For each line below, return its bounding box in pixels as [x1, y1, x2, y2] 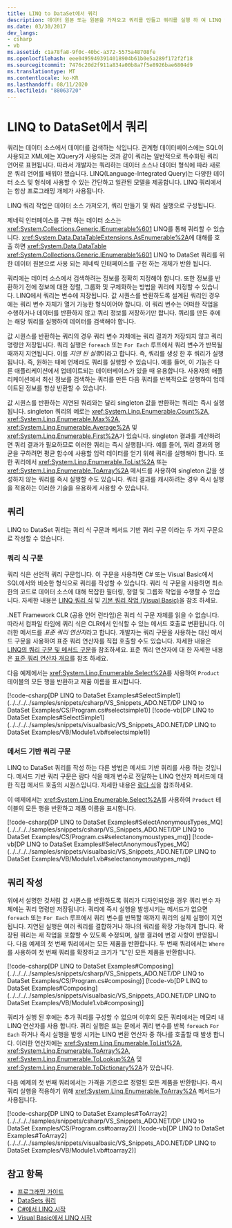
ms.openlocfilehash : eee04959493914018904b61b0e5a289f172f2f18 [7, 55, 193, 62]
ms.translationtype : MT [7, 68, 76, 75]
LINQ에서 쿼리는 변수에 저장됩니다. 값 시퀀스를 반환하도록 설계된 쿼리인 [16, 291, 207, 300]
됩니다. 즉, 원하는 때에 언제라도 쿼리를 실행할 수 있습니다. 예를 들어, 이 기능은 [7, 358, 213, 367]
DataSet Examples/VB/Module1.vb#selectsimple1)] [7, 728, 151, 737]
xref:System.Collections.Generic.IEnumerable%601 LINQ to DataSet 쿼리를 [7, 250, 218, 259]
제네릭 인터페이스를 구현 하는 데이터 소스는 [7, 216, 122, 225]
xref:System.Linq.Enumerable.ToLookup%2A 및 [7, 1055, 142, 1063]
